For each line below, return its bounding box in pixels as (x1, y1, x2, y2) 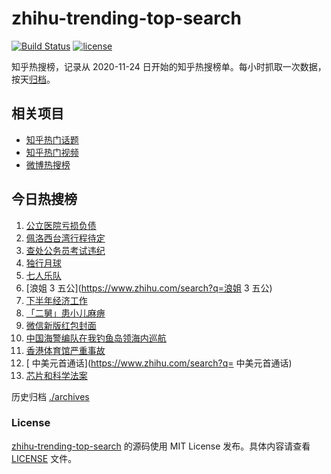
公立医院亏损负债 (25, 219, 97, 231)
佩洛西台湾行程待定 (25, 232, 106, 244)
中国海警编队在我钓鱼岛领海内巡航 (25, 332, 167, 344)
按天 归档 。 (11, 73, 56, 85)
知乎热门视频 (25, 146, 79, 158)
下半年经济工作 (25, 294, 88, 306)
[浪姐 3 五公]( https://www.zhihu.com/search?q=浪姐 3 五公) (25, 282, 273, 294)
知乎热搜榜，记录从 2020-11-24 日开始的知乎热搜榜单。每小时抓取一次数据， (11, 60, 327, 72)
